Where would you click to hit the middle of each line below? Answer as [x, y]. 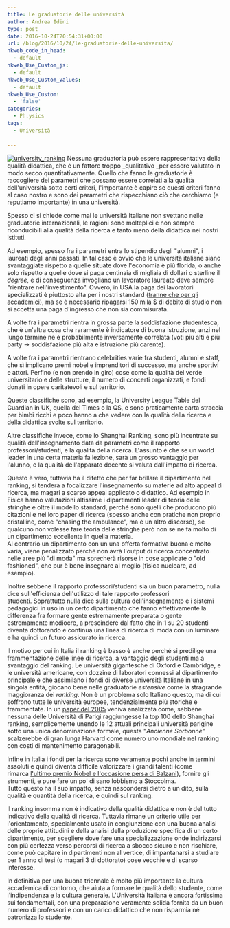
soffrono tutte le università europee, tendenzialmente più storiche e [102, 702]
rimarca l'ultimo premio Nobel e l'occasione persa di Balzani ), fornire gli [108, 773]
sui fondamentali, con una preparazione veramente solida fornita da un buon [115, 902]
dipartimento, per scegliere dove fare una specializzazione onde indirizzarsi [114, 838]
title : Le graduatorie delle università [66, 14]
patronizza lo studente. [40, 917]
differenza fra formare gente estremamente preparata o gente [94, 615]
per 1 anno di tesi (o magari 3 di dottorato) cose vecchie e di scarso [102, 860]
